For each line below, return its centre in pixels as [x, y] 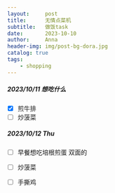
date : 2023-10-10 [42, 33]
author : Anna [33, 40]
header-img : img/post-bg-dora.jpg [58, 46]
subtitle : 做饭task [38, 27]
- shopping [36, 66]
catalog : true [28, 53]
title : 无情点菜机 [39, 20]
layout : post [33, 14]
